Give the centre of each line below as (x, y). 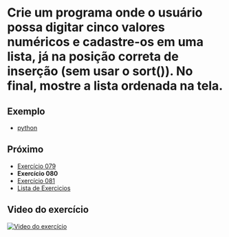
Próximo (25, 150)
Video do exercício (48, 210)
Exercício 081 (36, 181)
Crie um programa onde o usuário (105, 13)
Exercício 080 (37, 173)
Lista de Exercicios (44, 188)
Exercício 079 (36, 166)
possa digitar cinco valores (86, 27)
